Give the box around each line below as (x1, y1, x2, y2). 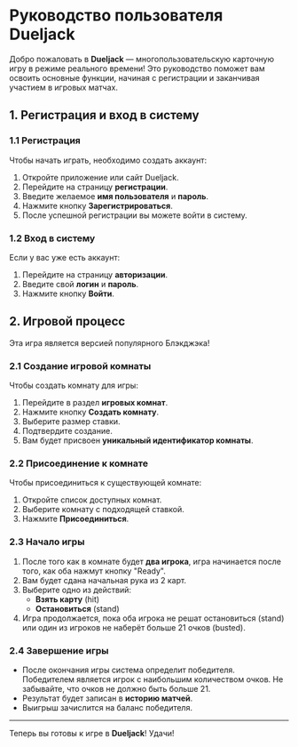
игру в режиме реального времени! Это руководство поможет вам (9, 63, 266, 74)
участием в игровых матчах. (9, 82, 118, 92)
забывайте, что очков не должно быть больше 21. (21, 683, 211, 694)
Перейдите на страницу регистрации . (21, 181, 169, 192)
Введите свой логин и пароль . (21, 278, 139, 289)
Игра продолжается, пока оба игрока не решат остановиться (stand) (21, 613, 285, 623)
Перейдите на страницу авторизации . (21, 269, 169, 280)
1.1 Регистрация (9, 134, 82, 147)
